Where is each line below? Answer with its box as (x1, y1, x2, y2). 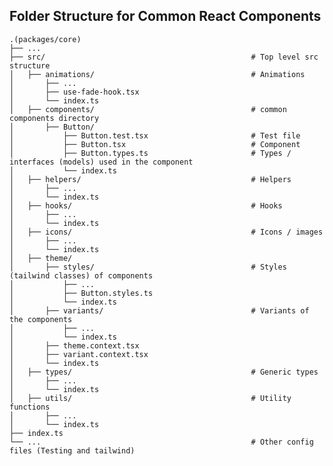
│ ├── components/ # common (9, 104, 287, 114)
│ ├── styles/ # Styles (9, 262, 287, 272)
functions (9, 402, 51, 412)
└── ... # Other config (9, 437, 314, 447)
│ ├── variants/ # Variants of (9, 305, 310, 316)
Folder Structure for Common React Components (9, 8, 322, 25)
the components (9, 314, 73, 324)
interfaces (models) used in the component (9, 157, 194, 167)
